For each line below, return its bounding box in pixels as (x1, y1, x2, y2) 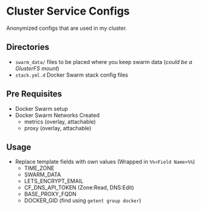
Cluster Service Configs (6, 4, 130, 18)
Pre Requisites (6, 89, 63, 99)
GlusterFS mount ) (15, 65, 60, 72)
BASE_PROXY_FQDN (24, 191, 77, 198)
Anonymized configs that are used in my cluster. (6, 24, 128, 32)
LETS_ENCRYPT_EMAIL (24, 178, 84, 185)
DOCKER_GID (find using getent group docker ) (24, 197, 141, 205)
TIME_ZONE (24, 164, 55, 172)
